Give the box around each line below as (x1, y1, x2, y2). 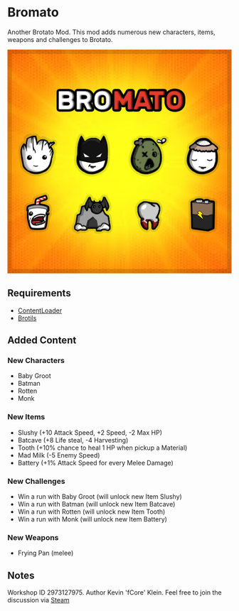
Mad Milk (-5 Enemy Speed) (17, 450, 100, 459)
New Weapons (7, 532, 59, 542)
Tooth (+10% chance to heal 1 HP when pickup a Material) (17, 443, 188, 452)
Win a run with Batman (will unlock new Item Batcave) (17, 500, 176, 509)
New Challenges (7, 476, 65, 486)
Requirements (7, 287, 71, 299)
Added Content (7, 335, 77, 347)
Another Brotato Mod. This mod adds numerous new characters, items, (7, 28, 216, 36)
